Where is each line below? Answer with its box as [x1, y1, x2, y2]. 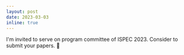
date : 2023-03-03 [6, 14, 49, 20]
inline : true [6, 20, 38, 25]
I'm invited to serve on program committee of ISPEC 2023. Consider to [6, 36, 179, 43]
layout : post [6, 8, 38, 15]
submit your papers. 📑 [6, 42, 60, 49]
